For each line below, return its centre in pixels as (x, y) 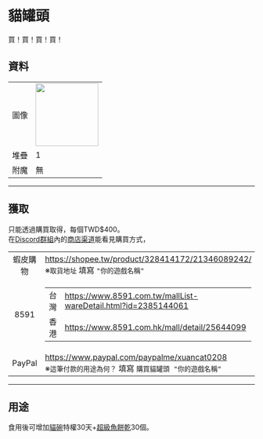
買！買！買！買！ (36, 39)
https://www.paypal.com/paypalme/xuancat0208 (136, 357)
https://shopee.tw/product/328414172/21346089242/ (148, 258)
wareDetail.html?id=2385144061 (127, 305)
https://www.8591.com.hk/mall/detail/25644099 (155, 327)
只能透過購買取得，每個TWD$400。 (66, 229)
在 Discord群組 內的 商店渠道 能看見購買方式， (79, 239)
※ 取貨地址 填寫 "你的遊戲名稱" (95, 270)
